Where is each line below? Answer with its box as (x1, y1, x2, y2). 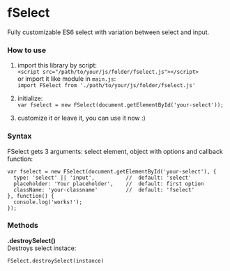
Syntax (7, 131, 32, 141)
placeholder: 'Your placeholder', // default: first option (13, 180, 204, 187)
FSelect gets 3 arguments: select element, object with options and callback (7, 147, 223, 155)
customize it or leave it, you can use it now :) (17, 114, 146, 123)
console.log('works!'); (13, 199, 82, 206)
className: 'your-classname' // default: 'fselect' (13, 186, 195, 193)
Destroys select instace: (7, 244, 77, 252)
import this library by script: (17, 61, 98, 70)
